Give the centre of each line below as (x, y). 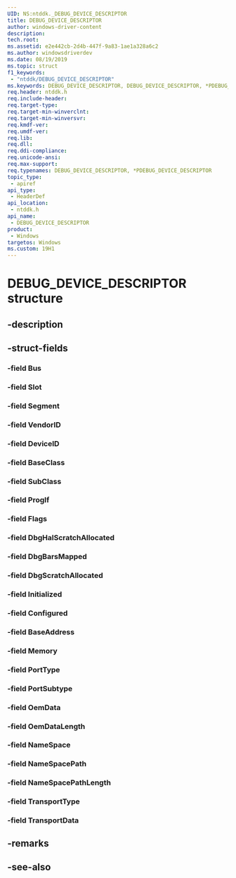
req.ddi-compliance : (38, 151)
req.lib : (20, 138)
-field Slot (25, 387)
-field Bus (25, 368)
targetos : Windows (34, 242)
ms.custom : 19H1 (31, 249)
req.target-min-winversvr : (47, 118)
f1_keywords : (26, 72)
